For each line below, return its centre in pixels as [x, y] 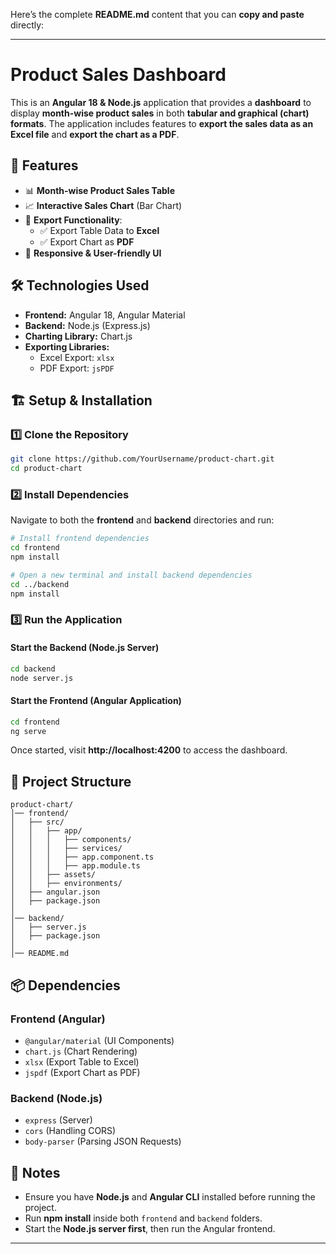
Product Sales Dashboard [118, 75]
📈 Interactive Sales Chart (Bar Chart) [103, 205]
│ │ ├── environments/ [66, 884]
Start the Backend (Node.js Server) [85, 648]
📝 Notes [35, 1172]
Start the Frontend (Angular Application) [96, 701]
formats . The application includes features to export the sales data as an [162, 123]
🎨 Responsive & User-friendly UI [93, 253]
